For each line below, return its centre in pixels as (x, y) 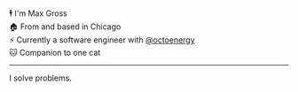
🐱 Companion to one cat (55, 53)
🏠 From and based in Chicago (65, 27)
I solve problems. (41, 78)
